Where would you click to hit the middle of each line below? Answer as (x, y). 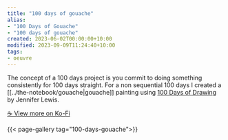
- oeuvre (20, 58)
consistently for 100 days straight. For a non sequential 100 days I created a (114, 85)
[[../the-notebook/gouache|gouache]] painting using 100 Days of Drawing (112, 92)
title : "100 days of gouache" (51, 13)
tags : (15, 52)
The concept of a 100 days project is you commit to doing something (105, 78)
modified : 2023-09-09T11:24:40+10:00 (61, 45)
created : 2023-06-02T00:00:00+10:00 (60, 39)
